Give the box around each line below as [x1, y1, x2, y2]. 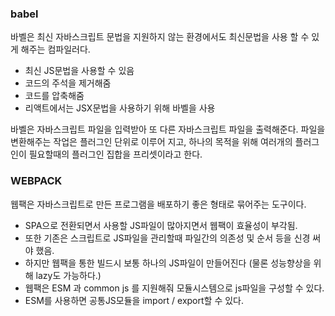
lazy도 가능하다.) [35, 269, 102, 281]
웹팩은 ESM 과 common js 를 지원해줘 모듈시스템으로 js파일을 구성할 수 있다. [24, 282, 325, 294]
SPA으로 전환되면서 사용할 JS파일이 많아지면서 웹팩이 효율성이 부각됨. [24, 219, 298, 231]
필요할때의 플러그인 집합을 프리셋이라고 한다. [28, 148, 203, 161]
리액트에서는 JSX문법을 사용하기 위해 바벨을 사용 [24, 102, 216, 114]
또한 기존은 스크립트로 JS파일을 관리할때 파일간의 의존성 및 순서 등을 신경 [24, 232, 311, 244]
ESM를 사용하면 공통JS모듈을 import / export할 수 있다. [24, 294, 244, 306]
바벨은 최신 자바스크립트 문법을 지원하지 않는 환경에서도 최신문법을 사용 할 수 [10, 31, 310, 43]
